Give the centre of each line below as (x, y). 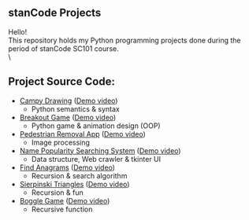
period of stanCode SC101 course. (64, 48)
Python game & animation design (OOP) (96, 126)
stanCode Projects (55, 13)
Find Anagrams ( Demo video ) (67, 167)
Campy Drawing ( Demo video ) (69, 101)
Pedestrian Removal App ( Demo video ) (82, 134)
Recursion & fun (58, 192)
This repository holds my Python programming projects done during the (124, 40)
